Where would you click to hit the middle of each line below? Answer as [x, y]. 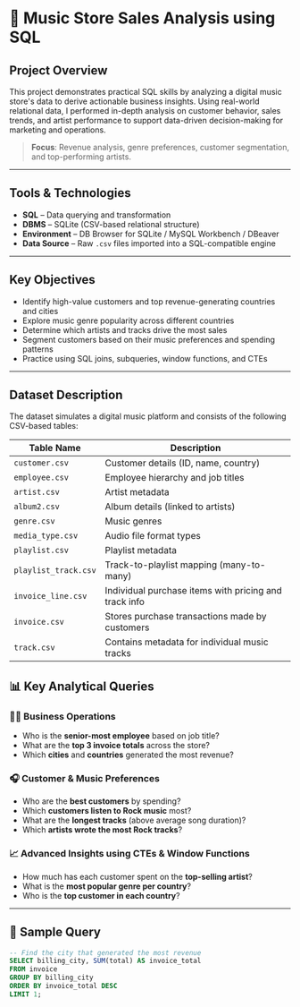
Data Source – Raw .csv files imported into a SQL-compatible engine [149, 243]
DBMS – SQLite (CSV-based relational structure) [111, 224]
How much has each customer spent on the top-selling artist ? [137, 876]
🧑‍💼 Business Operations [62, 716]
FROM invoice [33, 969]
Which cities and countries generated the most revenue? [128, 755]
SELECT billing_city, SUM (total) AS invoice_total [105, 961]
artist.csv [37, 492]
